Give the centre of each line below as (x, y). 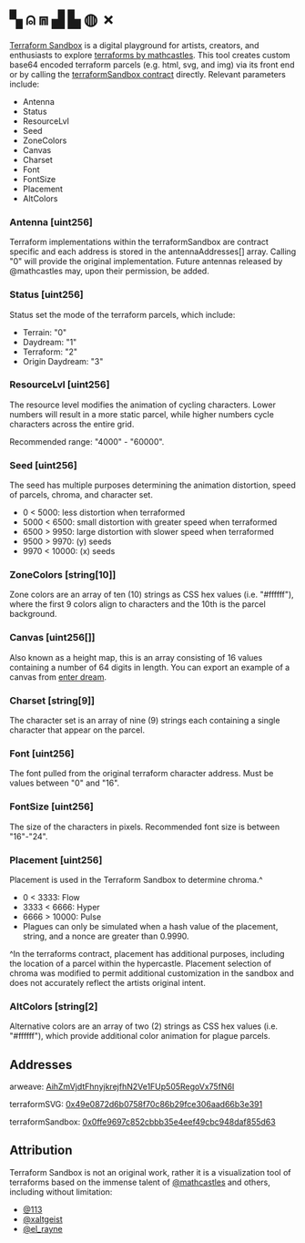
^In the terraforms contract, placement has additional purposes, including (147, 953)
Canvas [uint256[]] (52, 638)
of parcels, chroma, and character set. (81, 495)
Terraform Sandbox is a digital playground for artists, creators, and (134, 45)
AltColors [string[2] (54, 1006)
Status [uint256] (46, 294)
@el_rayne (42, 1228)
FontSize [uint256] (51, 806)
